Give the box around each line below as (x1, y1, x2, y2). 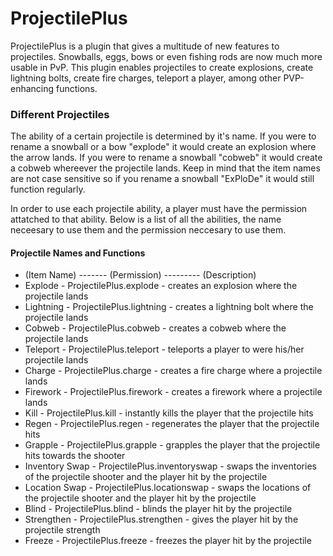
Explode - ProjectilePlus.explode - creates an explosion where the (24, 280, 298, 292)
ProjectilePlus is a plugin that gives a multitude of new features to (10, 40, 280, 52)
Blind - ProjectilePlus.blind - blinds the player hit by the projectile (24, 503, 293, 515)
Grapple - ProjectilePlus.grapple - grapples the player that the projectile (24, 439, 321, 451)
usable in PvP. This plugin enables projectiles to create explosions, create (10, 61, 314, 73)
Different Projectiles (10, 107, 110, 121)
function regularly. (10, 183, 86, 196)
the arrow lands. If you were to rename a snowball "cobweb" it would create (10, 152, 323, 164)
